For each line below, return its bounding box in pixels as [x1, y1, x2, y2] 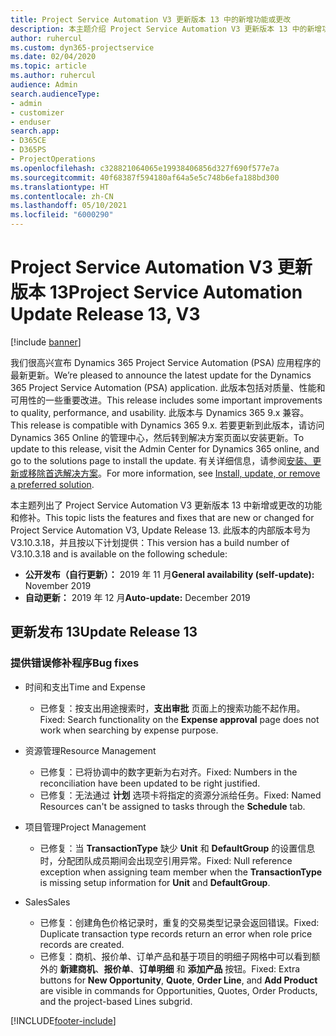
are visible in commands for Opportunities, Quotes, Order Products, [39, 984, 318, 996]
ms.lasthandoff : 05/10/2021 [10, 201, 128, 211]
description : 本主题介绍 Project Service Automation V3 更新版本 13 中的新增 [10, 24, 323, 34]
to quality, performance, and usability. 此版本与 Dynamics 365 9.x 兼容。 [10, 406, 310, 418]
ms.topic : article [10, 61, 87, 71]
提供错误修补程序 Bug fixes [10, 656, 140, 670]
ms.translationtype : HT [10, 182, 110, 192]
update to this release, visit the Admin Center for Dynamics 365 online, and [10, 442, 320, 455]
